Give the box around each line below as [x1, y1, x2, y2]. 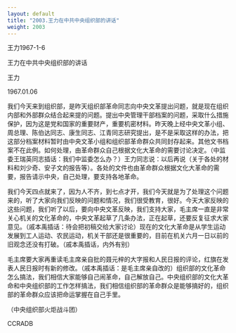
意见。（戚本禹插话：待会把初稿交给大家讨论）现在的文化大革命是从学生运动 [7, 222, 226, 231]
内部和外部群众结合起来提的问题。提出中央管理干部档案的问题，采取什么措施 [7, 111, 229, 120]
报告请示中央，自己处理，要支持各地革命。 [19, 172, 143, 181]
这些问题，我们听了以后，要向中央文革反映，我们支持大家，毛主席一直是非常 [7, 205, 229, 213]
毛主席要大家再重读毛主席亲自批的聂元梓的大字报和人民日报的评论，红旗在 [7, 255, 223, 264]
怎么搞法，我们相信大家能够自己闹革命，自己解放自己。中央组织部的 [7, 272, 204, 282]
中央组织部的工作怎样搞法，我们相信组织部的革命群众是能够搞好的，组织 [19, 282, 229, 290]
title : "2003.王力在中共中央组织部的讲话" [7, 17, 119, 24]
